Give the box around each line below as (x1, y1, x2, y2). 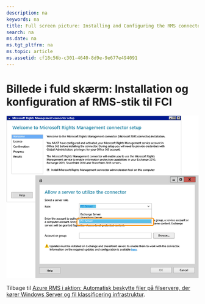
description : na (6, 10, 48, 16)
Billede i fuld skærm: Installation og (6, 82, 189, 96)
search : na (6, 29, 34, 35)
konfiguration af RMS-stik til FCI (6, 95, 173, 109)
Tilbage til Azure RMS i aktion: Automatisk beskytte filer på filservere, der (6, 284, 190, 291)
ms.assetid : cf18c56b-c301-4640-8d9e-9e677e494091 (6, 55, 138, 61)
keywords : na (6, 16, 40, 23)
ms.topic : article (6, 49, 53, 55)
